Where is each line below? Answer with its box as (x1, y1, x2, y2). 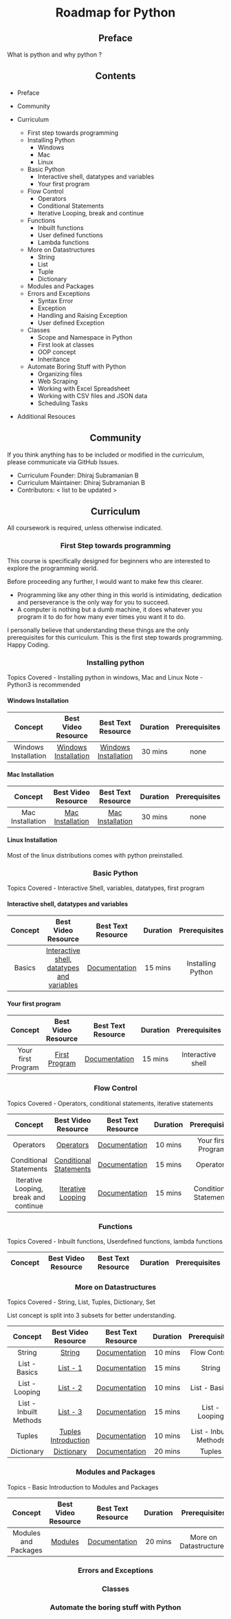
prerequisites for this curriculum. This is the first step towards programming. (7, 633, 223, 641)
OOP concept (37, 347, 76, 356)
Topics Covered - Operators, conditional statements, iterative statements (7, 1099, 214, 1107)
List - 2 (58, 1383, 82, 1393)
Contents (95, 70, 136, 82)
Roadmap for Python (55, 5, 176, 21)
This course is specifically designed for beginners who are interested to (7, 556, 211, 565)
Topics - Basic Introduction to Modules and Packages (7, 1483, 159, 1491)
